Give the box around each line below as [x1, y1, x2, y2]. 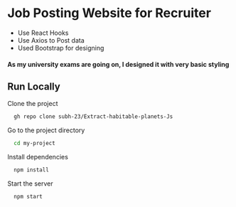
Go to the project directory [7, 126, 85, 134]
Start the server [7, 179, 53, 188]
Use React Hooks [17, 28, 69, 37]
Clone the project [7, 100, 58, 108]
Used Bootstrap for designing [17, 43, 104, 52]
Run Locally [7, 80, 60, 92]
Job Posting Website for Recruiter [7, 5, 212, 21]
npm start [14, 193, 43, 200]
